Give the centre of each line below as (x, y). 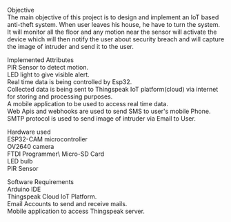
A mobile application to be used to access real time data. (88, 104)
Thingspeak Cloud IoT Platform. (52, 196)
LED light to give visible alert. (48, 74)
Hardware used (29, 132)
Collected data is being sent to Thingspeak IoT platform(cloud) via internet (113, 89)
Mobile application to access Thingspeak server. (76, 211)
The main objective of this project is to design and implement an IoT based (113, 17)
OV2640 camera (31, 147)
